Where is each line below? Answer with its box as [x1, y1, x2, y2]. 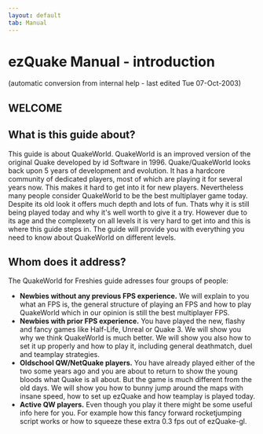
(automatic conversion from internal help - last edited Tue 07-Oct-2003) [8, 79, 242, 88]
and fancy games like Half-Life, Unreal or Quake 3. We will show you [19, 325, 242, 334]
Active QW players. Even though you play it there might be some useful [19, 400, 253, 410]
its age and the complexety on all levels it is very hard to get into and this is [8, 215, 251, 225]
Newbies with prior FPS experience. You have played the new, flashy [19, 316, 246, 326]
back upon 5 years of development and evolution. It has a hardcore [8, 166, 225, 175]
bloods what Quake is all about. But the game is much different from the [19, 375, 253, 384]
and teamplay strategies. [19, 350, 100, 359]
